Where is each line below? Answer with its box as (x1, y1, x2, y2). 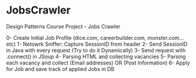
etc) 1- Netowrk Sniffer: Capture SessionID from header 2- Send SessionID (6, 40, 188, 48)
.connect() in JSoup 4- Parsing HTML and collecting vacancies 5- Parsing (6, 53, 186, 60)
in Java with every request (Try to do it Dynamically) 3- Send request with (6, 46, 186, 53)
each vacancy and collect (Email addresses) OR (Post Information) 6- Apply (6, 59, 190, 66)
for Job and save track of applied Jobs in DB (6, 65, 115, 72)
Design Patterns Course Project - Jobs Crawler (6, 23, 121, 30)
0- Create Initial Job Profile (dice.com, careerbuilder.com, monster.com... (6, 34, 184, 41)
